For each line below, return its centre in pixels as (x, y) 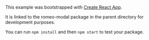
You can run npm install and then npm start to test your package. (74, 32)
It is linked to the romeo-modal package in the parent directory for (74, 17)
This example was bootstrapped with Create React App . (64, 7)
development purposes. (30, 22)
